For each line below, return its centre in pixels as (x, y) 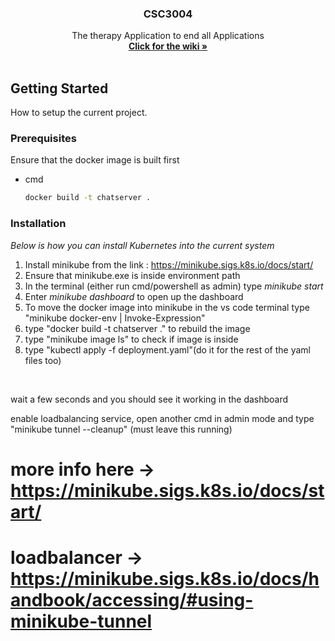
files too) (43, 360)
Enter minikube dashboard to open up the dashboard (134, 296)
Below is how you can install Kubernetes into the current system (142, 245)
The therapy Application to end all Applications (168, 36)
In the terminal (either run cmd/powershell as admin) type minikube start (174, 286)
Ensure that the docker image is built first (95, 160)
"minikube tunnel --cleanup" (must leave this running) (121, 429)
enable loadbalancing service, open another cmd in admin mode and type (162, 418)
